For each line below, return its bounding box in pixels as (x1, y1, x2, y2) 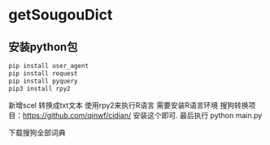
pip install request (8, 69, 79, 78)
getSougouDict (8, 6, 113, 24)
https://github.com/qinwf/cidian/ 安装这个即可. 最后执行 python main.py (23, 110, 263, 120)
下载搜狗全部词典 (8, 127, 66, 137)
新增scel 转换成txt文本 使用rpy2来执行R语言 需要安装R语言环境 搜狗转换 (8, 100, 249, 110)
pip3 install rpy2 (8, 84, 71, 92)
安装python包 (8, 40, 78, 53)
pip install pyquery (8, 77, 79, 85)
